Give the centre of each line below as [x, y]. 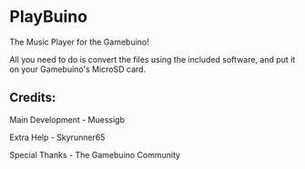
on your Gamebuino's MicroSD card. [78, 69]
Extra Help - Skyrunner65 [57, 137]
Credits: [33, 98]
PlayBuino [49, 17]
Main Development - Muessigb [67, 119]
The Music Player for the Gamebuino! [80, 42]
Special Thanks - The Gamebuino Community [95, 154]
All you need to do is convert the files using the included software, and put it [152, 59]
